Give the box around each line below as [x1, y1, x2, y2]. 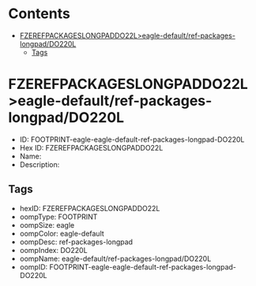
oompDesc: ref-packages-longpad [19, 237, 133, 247]
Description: [19, 159, 60, 169]
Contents [8, 5, 71, 23]
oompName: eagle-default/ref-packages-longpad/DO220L [19, 254, 212, 263]
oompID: [19, 262, 48, 272]
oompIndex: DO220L [19, 245, 88, 254]
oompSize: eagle [19, 220, 75, 229]
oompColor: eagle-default [19, 228, 104, 238]
